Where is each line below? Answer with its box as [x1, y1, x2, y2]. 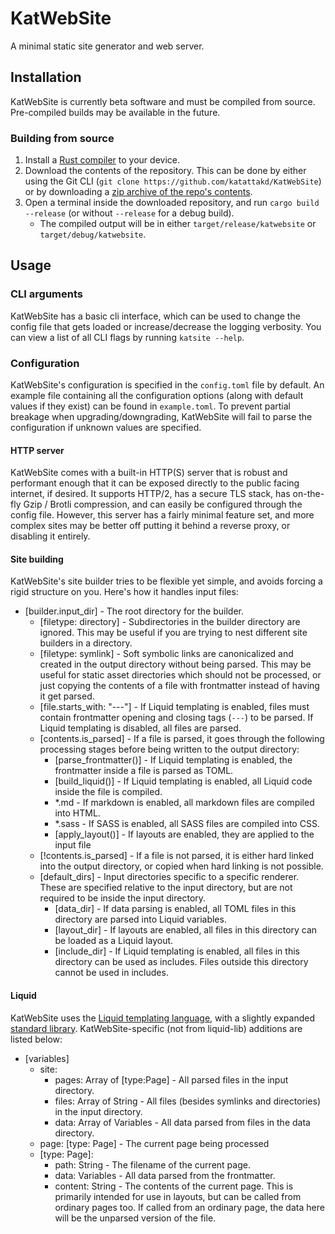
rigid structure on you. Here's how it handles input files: [10, 586, 239, 598]
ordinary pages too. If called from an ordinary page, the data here [54, 1201, 325, 1213]
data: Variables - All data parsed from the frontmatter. [54, 1169, 276, 1181]
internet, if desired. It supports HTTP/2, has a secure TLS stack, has [10, 488, 291, 500]
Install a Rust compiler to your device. [24, 154, 180, 166]
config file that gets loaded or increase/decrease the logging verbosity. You [10, 320, 322, 332]
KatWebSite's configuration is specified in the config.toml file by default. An [10, 379, 325, 391]
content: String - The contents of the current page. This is [54, 1180, 294, 1192]
